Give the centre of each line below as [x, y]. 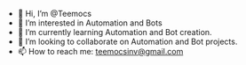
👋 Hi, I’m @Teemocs [54, 14]
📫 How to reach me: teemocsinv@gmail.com [100, 51]
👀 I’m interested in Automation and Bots [90, 23]
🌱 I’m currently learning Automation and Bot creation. [115, 32]
